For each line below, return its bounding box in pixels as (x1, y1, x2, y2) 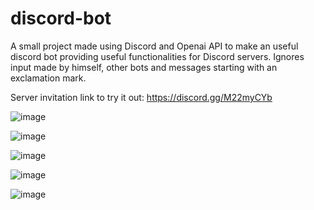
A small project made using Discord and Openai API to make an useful (10, 40, 299, 52)
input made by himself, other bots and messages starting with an (10, 61, 278, 73)
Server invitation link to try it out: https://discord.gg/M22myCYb (10, 91, 273, 103)
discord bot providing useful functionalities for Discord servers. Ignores (10, 50, 305, 62)
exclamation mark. (10, 72, 87, 84)
